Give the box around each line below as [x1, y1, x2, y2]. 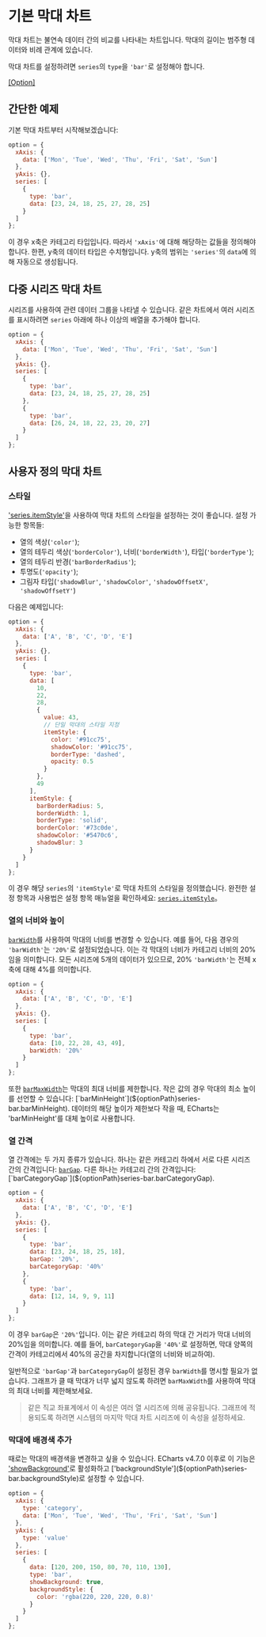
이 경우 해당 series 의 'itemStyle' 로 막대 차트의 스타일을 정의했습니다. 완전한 [8, 883, 248, 893]
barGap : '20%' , [28, 1255, 80, 1264]
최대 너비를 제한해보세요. [16, 1386, 93, 1395]
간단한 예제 [8, 102, 59, 116]
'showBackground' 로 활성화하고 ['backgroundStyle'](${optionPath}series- [8, 1463, 248, 1474]
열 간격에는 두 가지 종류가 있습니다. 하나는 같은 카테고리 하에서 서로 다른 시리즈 [8, 1154, 251, 1165]
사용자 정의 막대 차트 [8, 465, 102, 479]
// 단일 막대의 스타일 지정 [43, 721, 120, 729]
